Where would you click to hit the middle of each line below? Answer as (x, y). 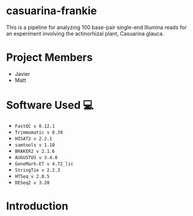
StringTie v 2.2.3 (37, 170)
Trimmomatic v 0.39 (39, 132)
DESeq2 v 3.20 (32, 183)
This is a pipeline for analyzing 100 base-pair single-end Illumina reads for (96, 27)
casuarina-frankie (52, 11)
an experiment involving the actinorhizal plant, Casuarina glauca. (85, 33)
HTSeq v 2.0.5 (32, 176)
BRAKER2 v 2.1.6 (35, 151)
